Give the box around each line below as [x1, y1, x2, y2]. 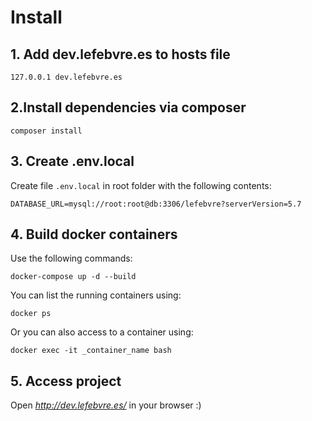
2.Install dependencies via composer [10, 99, 247, 116]
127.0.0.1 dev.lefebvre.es [10, 72, 123, 82]
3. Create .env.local [10, 153, 135, 170]
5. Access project [10, 372, 122, 390]
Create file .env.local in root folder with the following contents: [10, 179, 272, 191]
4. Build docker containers [10, 226, 178, 243]
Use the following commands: [10, 252, 133, 265]
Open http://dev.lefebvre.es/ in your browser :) [10, 399, 202, 411]
